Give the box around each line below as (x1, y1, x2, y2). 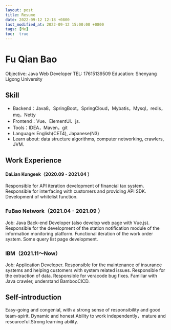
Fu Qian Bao (5, 53, 57, 65)
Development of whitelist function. (5, 194, 78, 200)
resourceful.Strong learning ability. (5, 318, 78, 324)
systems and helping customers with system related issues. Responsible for (5, 267, 165, 273)
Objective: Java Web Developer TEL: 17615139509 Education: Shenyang (5, 70, 157, 77)
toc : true (5, 31, 29, 36)
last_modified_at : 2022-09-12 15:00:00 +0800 (5, 22, 104, 27)
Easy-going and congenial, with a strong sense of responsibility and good (5, 306, 161, 313)
